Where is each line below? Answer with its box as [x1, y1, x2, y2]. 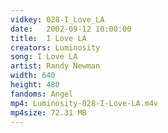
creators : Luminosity [10, 42, 101, 53]
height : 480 [10, 80, 60, 90]
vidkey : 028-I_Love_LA [10, 14, 105, 25]
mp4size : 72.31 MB [10, 107, 87, 118]
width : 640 [10, 71, 56, 81]
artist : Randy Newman [10, 61, 101, 71]
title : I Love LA [10, 33, 87, 43]
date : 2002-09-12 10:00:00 [10, 24, 132, 34]
